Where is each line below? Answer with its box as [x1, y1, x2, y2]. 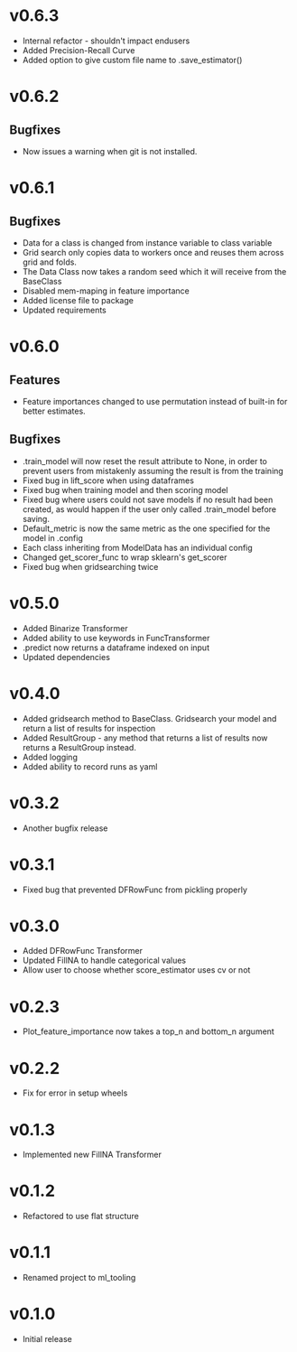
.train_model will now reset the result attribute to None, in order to [22, 455, 268, 466]
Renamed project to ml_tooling [22, 1273, 136, 1283]
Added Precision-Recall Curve [22, 44, 135, 55]
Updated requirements [22, 304, 107, 315]
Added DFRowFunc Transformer [22, 946, 143, 956]
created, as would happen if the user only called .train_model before [22, 503, 277, 515]
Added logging [22, 751, 79, 762]
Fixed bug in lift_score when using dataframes [22, 475, 194, 486]
